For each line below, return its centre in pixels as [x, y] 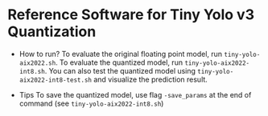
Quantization [52, 32]
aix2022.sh [37, 63]
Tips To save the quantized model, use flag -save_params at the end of [135, 94]
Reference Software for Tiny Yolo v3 [131, 15]
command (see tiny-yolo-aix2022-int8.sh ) [91, 103]
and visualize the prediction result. [150, 79]
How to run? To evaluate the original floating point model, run [121, 54]
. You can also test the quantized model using [120, 70]
